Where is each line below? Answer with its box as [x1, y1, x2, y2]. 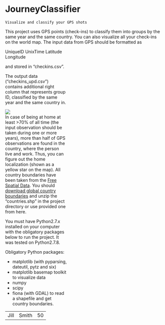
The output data [5, 73, 38, 79]
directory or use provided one [5, 203, 66, 209]
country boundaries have [5, 172, 56, 178]
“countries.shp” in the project [5, 198, 65, 204]
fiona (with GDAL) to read [12, 290, 64, 296]
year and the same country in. [5, 99, 66, 105]
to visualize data [12, 274, 46, 280]
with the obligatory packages [5, 229, 65, 235]
